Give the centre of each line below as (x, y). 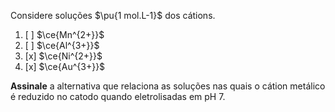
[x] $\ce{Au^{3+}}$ (65, 66)
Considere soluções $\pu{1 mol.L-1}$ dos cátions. (113, 15)
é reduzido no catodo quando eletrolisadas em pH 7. (118, 96)
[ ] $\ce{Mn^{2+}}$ (64, 34)
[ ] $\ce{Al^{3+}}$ (62, 45)
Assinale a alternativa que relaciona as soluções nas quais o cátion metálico (168, 86)
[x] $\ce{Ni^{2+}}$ (63, 56)
